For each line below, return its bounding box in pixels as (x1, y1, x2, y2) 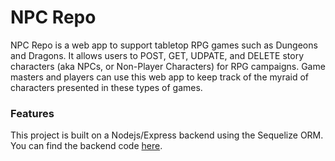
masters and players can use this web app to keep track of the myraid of (10, 71, 310, 83)
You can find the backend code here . (10, 140, 163, 152)
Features (10, 106, 55, 120)
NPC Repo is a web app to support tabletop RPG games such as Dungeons (10, 39, 318, 51)
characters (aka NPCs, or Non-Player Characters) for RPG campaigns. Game (10, 60, 326, 72)
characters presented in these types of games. (10, 81, 203, 93)
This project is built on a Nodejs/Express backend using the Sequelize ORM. (10, 129, 324, 141)
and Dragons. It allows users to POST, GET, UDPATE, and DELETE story (10, 49, 305, 61)
